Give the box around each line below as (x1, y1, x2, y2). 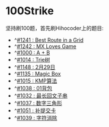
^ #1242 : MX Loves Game (14, 43, 76, 50)
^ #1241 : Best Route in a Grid (14, 36, 84, 43)
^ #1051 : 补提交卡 (14, 107, 56, 114)
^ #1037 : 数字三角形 (14, 99, 63, 106)
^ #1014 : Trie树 (14, 56, 50, 63)
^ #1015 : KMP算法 (14, 77, 57, 84)
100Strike (5, 4, 54, 18)
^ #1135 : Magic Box (14, 70, 61, 77)
